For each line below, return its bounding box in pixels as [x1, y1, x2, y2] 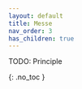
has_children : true [8, 34, 75, 43]
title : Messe [8, 19, 53, 28]
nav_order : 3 [8, 27, 53, 35]
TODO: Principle [8, 57, 63, 66]
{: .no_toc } [8, 72, 45, 82]
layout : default [8, 11, 63, 20]
